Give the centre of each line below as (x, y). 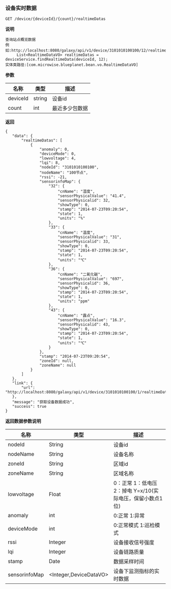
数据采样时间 (129, 561)
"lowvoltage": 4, (58, 158)
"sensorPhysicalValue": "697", (91, 279)
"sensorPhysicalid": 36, (84, 284)
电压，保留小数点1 (141, 499)
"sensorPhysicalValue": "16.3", (92, 320)
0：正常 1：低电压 (136, 483)
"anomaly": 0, (54, 150)
